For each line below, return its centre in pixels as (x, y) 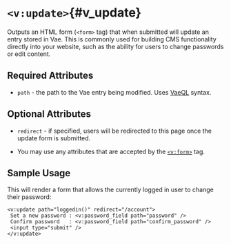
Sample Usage (39, 173)
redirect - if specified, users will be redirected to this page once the (114, 131)
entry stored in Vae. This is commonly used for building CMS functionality (112, 39)
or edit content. (29, 54)
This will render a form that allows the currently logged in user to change (110, 190)
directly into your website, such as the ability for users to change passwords (115, 46)
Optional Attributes (49, 114)
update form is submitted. (54, 138)
